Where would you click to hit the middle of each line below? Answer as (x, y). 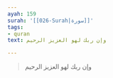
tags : (15, 27)
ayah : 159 (22, 14)
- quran (19, 34)
